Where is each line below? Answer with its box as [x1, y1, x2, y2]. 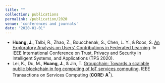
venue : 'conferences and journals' [5, 21, 79, 26]
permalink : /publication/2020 [5, 16, 68, 21]
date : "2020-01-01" [5, 26, 46, 31]
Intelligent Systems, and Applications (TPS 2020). [12, 55, 114, 61]
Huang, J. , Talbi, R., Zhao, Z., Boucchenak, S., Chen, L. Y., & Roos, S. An [12, 39, 160, 45]
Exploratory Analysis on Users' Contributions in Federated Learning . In [12, 45, 157, 51]
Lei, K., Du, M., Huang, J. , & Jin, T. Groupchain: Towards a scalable [12, 61, 150, 67]
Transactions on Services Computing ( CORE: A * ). [12, 71, 114, 78]
